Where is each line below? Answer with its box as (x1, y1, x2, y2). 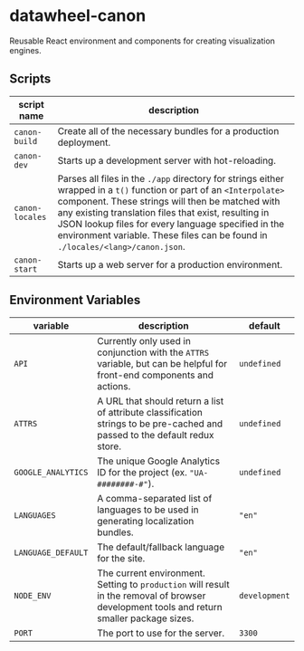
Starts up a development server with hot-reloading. (57, 154, 276, 167)
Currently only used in (96, 334, 192, 347)
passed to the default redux (96, 428, 214, 441)
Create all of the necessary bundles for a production (57, 124, 280, 137)
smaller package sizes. (96, 612, 195, 625)
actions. (96, 379, 131, 392)
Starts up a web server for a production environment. (57, 258, 283, 271)
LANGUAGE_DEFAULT (14, 547, 89, 558)
